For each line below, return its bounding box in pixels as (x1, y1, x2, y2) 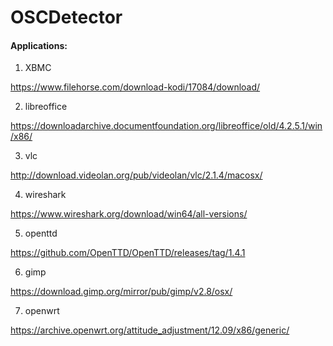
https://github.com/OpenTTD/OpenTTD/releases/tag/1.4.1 (10, 247, 246, 259)
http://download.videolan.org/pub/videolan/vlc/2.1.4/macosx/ (10, 169, 263, 181)
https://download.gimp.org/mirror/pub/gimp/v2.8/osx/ (10, 286, 233, 298)
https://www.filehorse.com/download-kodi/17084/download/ (10, 81, 261, 93)
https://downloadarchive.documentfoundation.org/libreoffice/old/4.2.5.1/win (10, 120, 323, 132)
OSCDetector (10, 6, 123, 29)
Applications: (10, 39, 68, 51)
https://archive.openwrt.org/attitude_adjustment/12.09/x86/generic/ (10, 324, 290, 336)
